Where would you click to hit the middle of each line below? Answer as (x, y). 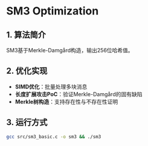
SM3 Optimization (53, 11)
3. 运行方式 (27, 122)
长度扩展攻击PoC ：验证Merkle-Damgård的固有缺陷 (79, 94)
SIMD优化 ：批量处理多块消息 (51, 87)
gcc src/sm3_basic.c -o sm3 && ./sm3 (54, 136)
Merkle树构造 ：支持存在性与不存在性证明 (66, 102)
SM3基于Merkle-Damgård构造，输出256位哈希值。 (70, 50)
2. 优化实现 (27, 71)
